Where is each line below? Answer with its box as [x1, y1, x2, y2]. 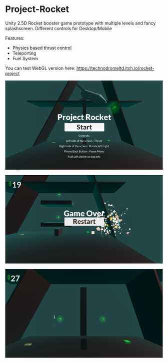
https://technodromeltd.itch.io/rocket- [76, 65, 154, 71]
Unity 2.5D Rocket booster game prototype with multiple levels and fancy [5, 20, 156, 26]
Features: [5, 35, 25, 41]
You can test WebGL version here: [5, 65, 75, 71]
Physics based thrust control [12, 45, 71, 51]
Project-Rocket [5, 4, 69, 15]
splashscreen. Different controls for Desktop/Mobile [5, 25, 112, 31]
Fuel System [12, 55, 38, 61]
